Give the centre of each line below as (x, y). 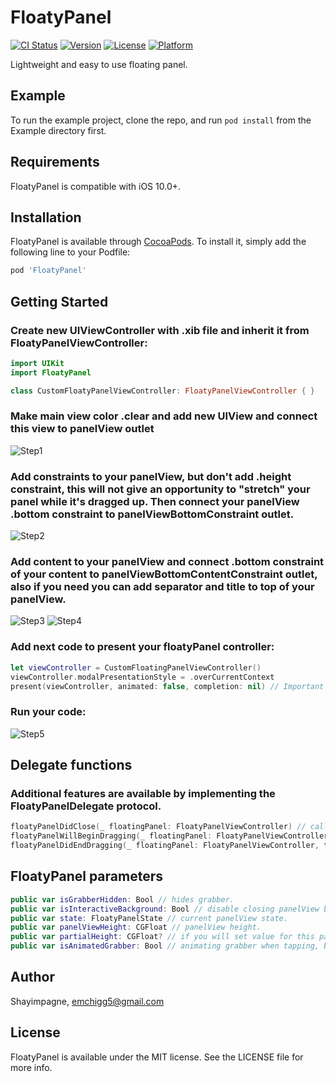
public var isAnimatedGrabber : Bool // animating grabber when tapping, (165, 946)
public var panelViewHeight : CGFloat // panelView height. (136, 927)
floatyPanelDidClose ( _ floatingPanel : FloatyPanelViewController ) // (158, 827)
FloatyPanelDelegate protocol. (86, 806)
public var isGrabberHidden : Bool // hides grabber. (122, 899)
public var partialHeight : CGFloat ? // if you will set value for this (162, 937)
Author (32, 977)
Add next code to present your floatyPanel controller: (142, 647)
